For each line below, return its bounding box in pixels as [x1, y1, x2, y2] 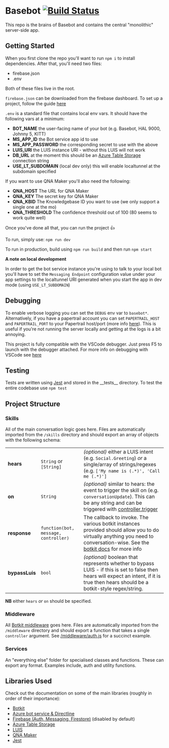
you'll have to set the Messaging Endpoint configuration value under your [5, 271, 155, 277]
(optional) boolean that [83, 554, 138, 561]
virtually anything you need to [83, 533, 154, 540]
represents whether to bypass [83, 560, 154, 567]
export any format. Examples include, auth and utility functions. [5, 662, 137, 668]
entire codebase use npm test [5, 385, 67, 391]
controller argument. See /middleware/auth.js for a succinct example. [5, 633, 152, 639]
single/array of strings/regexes [83, 461, 156, 468]
